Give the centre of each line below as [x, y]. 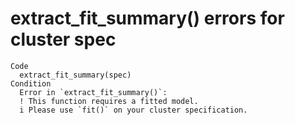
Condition [31, 83]
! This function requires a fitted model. [109, 101]
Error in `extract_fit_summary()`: [93, 92]
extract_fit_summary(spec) [75, 75]
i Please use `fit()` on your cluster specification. [133, 110]
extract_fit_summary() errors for [147, 18]
